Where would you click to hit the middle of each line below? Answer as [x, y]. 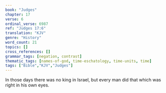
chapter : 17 [18, 14]
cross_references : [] [28, 51]
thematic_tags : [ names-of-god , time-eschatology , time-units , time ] [78, 61]
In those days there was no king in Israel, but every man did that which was [83, 80]
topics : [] [17, 47]
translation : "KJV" [26, 33]
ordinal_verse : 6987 [27, 24]
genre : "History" [23, 38]
